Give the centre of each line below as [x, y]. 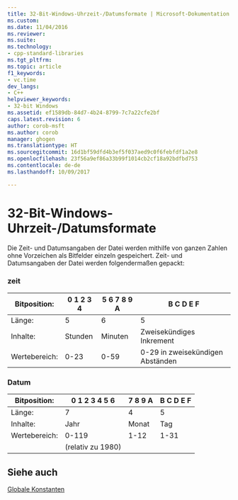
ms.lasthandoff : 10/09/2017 [49, 172]
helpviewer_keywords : [39, 100]
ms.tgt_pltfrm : [30, 60]
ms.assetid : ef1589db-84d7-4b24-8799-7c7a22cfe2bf [84, 113]
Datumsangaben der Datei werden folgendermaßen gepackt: [96, 263]
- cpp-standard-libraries [45, 54]
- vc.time [22, 80]
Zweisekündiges [168, 331]
